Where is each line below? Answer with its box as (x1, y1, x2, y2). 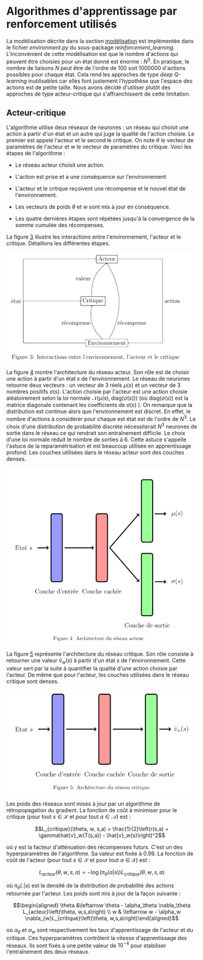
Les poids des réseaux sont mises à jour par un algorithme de (6, 800, 161, 807)
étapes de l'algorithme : (6, 150, 65, 157)
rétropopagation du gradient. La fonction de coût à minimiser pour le (6, 807, 178, 814)
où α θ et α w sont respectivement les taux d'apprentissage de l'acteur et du (6, 926, 193, 935)
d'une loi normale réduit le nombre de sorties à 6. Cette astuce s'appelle (6, 436, 187, 443)
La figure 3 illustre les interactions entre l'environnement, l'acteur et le (6, 233, 181, 241)
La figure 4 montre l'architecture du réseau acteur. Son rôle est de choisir (6, 369, 190, 376)
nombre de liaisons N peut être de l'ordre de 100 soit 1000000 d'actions (6, 64, 186, 71)
